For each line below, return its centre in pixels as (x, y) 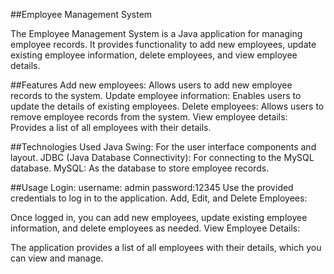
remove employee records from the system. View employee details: (149, 117)
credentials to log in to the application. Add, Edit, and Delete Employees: (159, 198)
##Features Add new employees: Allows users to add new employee (151, 85)
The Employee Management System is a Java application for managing (156, 33)
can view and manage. (57, 258)
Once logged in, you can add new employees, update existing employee (159, 217)
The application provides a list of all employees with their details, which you (166, 247)
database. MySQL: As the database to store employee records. (140, 168)
